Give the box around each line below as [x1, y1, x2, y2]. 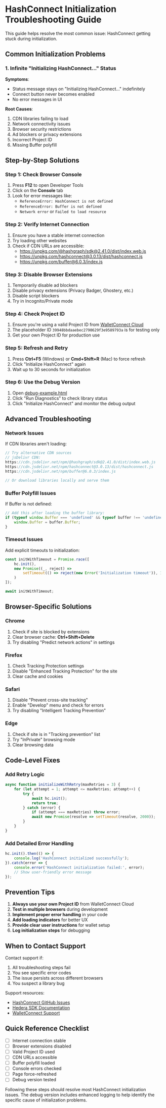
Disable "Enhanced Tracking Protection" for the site [12, 668, 118, 674]
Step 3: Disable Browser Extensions [5, 271, 93, 278]
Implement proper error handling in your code [12, 912, 108, 918]
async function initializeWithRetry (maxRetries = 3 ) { [5, 782, 121, 787]
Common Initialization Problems [5, 50, 106, 58]
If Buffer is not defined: [5, 501, 52, 507]
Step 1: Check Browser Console [5, 171, 82, 178]
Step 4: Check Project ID [5, 310, 65, 317]
